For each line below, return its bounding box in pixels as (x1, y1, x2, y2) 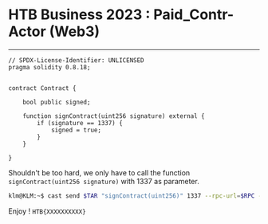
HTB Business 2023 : (8, 6, 151, 24)
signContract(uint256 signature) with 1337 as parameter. (8, 176, 199, 186)
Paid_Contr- (152, 6, 234, 24)
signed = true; (50, 126, 102, 134)
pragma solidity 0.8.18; (8, 63, 91, 71)
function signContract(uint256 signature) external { (22, 112, 205, 120)
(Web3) (49, 22, 100, 41)
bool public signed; (22, 98, 91, 106)
